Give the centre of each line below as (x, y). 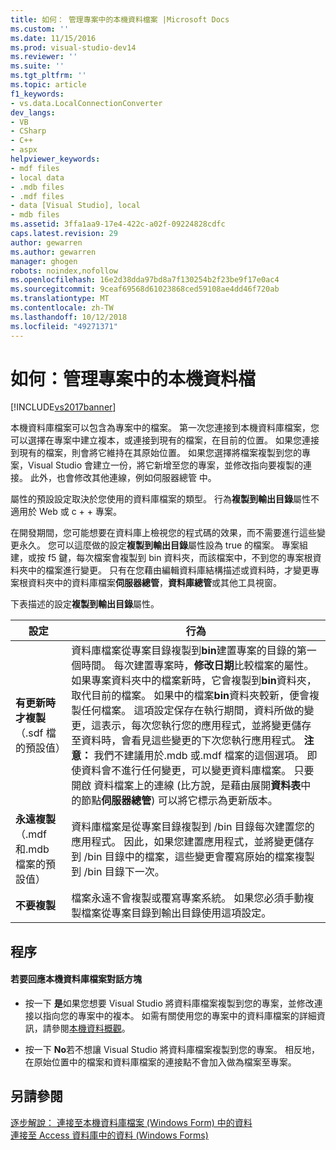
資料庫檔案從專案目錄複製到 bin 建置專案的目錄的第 (189, 651)
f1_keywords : (37, 94)
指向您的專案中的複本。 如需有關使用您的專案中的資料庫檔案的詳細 (179, 1016)
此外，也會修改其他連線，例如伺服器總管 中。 (123, 478)
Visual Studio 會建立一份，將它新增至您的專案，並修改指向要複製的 (165, 465)
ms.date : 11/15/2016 (53, 38)
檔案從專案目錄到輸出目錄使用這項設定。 (176, 913)
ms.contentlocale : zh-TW (62, 308)
